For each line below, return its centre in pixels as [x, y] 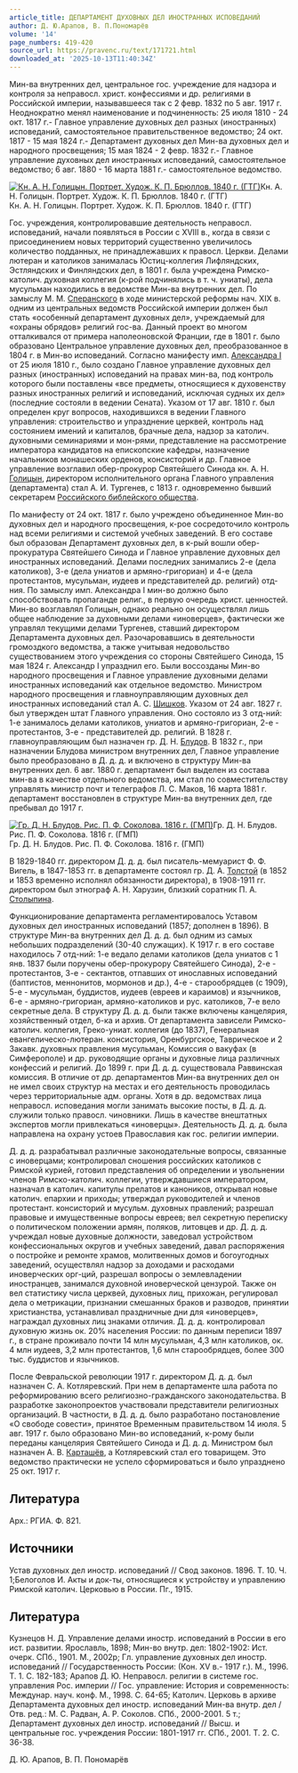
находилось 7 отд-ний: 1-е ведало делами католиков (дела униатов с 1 [144, 954]
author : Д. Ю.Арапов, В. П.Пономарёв [79, 26]
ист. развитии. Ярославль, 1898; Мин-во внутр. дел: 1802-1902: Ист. [139, 1647]
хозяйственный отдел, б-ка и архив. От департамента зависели [130, 1020]
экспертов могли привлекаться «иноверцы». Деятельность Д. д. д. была [148, 1124]
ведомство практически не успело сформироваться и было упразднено [147, 1462]
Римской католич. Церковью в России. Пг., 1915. [101, 1589]
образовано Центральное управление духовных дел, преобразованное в [149, 346]
